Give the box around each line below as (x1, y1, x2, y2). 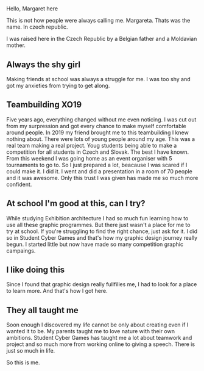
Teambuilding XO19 (6, 99, 82, 110)
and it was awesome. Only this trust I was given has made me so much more (6, 174, 199, 181)
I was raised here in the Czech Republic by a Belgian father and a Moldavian (6, 35, 197, 43)
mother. (6, 41, 26, 49)
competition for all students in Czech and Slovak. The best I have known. (6, 148, 189, 156)
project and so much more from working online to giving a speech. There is (6, 340, 195, 348)
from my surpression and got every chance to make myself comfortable (6, 122, 187, 129)
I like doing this (6, 265, 65, 275)
